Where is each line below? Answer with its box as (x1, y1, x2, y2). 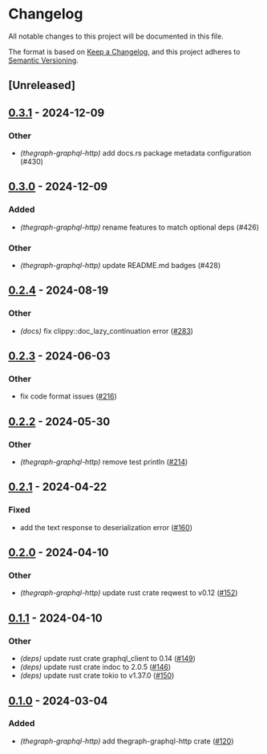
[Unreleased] (8, 79, 76, 92)
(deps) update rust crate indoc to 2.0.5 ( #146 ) (19, 663, 171, 672)
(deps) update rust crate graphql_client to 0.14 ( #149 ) (19, 654, 196, 663)
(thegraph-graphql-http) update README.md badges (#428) (19, 261, 221, 270)
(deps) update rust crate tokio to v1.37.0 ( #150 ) (19, 671, 175, 680)
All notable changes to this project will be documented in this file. (8, 31, 225, 41)
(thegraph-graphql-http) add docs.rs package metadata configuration (19, 148, 252, 158)
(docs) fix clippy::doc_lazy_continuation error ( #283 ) (19, 326, 194, 335)
